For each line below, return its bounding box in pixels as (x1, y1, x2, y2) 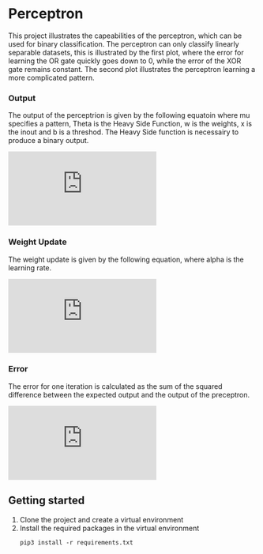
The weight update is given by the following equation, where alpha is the (8, 254, 244, 264)
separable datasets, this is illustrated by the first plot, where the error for (8, 47, 245, 57)
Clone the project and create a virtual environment (19, 514, 184, 524)
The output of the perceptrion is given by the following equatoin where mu (8, 111, 250, 120)
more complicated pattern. (8, 73, 95, 82)
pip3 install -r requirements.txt (19, 538, 133, 546)
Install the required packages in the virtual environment (19, 523, 200, 533)
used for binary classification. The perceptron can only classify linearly (8, 39, 239, 48)
